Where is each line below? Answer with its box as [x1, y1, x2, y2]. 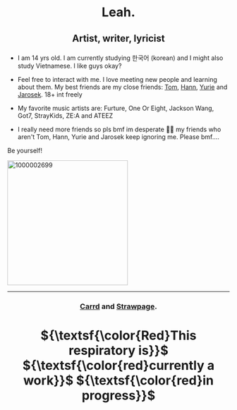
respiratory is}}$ [68, 342, 169, 358]
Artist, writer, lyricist [72, 32, 165, 44]
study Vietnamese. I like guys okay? [17, 61, 122, 70]
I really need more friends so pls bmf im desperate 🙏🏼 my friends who [17, 125, 221, 133]
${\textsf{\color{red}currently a [22, 357, 215, 373]
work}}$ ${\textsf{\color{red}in [23, 372, 214, 388]
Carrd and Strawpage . [80, 301, 157, 311]
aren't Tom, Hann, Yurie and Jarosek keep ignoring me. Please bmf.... [17, 132, 220, 141]
